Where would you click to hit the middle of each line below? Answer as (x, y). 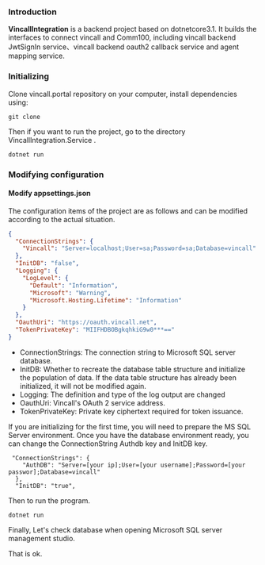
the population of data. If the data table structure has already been (128, 377)
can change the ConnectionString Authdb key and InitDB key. (108, 444)
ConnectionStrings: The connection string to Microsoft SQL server (127, 352)
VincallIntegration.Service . (52, 140)
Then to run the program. (49, 500)
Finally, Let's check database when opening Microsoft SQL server (115, 529)
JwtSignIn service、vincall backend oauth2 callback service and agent (124, 47)
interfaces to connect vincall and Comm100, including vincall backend (122, 37)
